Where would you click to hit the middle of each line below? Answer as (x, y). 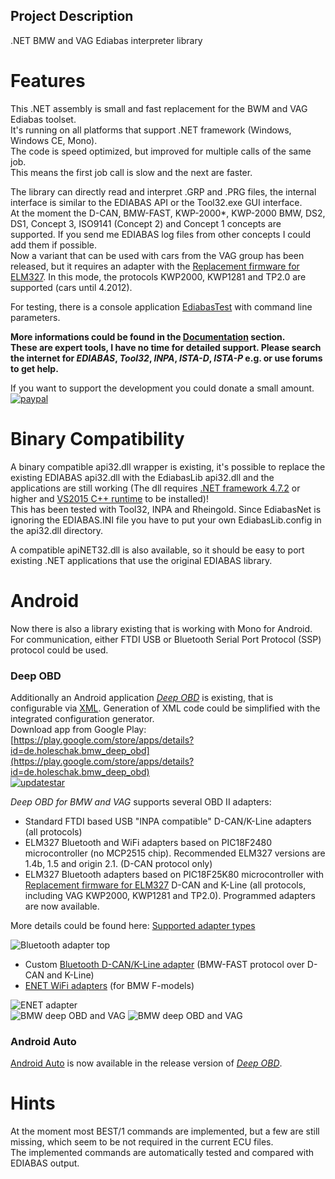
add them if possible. (53, 245)
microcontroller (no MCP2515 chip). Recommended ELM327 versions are (175, 853)
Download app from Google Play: (78, 729)
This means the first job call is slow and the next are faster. (131, 172)
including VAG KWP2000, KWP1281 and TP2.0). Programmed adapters (170, 895)
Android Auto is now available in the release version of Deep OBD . (146, 1063)
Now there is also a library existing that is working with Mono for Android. (161, 628)
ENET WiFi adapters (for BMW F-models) (109, 985)
